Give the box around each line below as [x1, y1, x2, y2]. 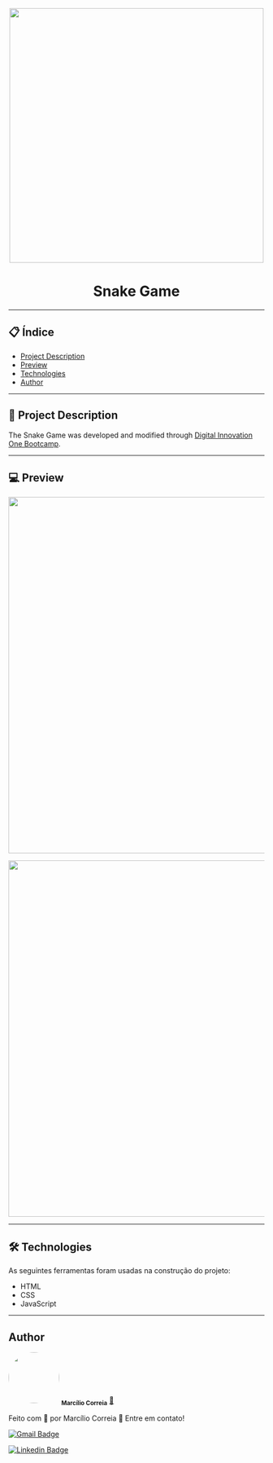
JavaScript [19, 1299, 57, 1309]
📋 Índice [8, 326, 54, 340]
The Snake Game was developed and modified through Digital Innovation [8, 430, 253, 440]
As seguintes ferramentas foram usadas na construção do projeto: [8, 1266, 231, 1276]
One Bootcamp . [8, 438, 61, 448]
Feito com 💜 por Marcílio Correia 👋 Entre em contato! [8, 1413, 185, 1423]
